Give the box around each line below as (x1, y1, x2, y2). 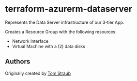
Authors (5, 57, 30, 66)
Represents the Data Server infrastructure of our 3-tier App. (5, 19, 124, 25)
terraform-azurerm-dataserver (5, 3, 133, 15)
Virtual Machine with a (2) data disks (12, 43, 86, 49)
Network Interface (12, 38, 49, 44)
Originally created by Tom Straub (5, 70, 71, 76)
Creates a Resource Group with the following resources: (5, 29, 117, 34)
